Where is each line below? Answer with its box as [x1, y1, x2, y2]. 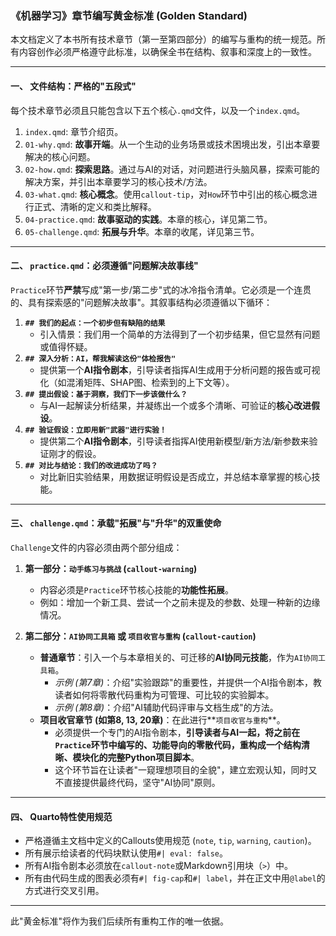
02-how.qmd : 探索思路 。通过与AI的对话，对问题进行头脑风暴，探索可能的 [24, 163, 320, 175]
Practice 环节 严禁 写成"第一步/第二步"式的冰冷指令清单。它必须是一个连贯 [10, 283, 312, 296]
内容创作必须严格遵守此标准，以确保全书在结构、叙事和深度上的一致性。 [18, 46, 317, 58]
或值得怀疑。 [39, 340, 93, 352]
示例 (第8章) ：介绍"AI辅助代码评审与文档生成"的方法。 [54, 701, 279, 713]
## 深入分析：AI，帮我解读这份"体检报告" [24, 353, 177, 364]
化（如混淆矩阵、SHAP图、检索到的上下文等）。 [39, 376, 235, 388]
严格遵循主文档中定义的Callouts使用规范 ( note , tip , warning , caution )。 [24, 835, 317, 847]
